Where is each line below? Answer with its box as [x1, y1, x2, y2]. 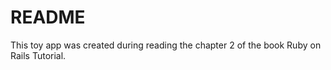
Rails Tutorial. [10, 49, 67, 61]
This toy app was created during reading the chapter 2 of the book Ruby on [10, 39, 322, 51]
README [10, 6, 86, 29]
